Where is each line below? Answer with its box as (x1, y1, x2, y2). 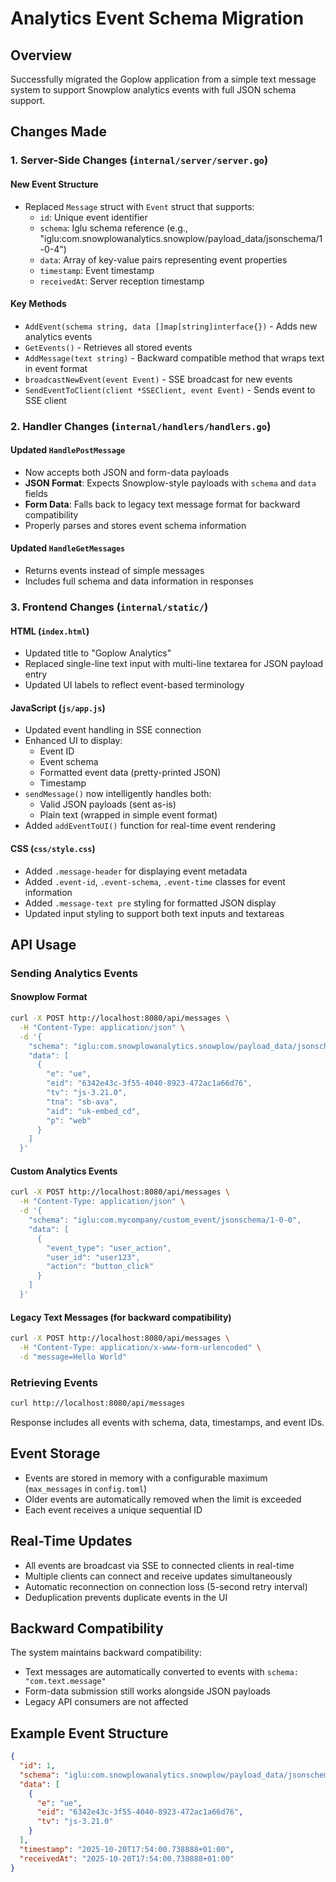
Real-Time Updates (10, 1533, 133, 1550)
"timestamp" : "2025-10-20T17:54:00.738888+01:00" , (19, 1844, 235, 1854)
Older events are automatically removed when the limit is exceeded (24, 1493, 302, 1505)
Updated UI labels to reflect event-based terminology (24, 679, 245, 691)
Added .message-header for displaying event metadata (24, 865, 248, 877)
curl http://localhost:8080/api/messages (10, 1398, 186, 1409)
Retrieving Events (10, 1375, 98, 1389)
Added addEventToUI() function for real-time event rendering (24, 820, 276, 832)
